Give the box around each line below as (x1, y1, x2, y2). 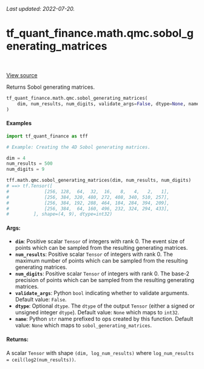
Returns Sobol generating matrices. (6, 83, 95, 91)
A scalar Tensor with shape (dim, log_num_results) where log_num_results (6, 349, 194, 356)
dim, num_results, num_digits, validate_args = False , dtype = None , (17, 100, 186, 107)
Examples (6, 120, 32, 127)
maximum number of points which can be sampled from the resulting (15, 257, 188, 264)
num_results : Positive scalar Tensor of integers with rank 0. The (15, 250, 173, 258)
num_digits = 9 (6, 167, 45, 173)
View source (6, 71, 38, 78)
